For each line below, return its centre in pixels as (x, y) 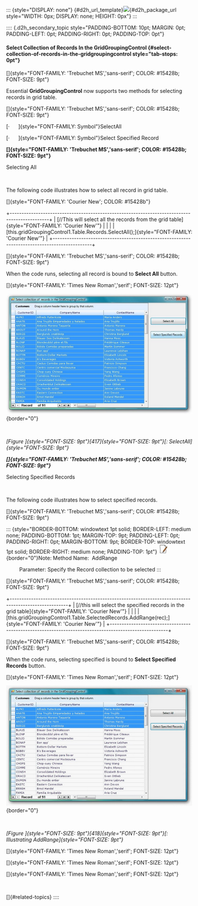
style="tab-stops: (155, 54)
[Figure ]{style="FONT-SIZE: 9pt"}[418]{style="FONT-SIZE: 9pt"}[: (87, 833)
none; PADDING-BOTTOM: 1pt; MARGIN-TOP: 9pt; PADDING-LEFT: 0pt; (93, 535)
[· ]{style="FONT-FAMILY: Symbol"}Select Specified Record (82, 138)
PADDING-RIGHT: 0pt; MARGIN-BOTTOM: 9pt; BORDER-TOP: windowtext (96, 541)
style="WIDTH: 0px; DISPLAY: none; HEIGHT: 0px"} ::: (72, 16)
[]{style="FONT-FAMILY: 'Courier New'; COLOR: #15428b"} (78, 202)
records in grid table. (32, 97)
